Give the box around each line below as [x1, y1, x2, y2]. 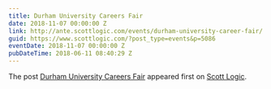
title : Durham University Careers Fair [8, 11, 144, 20]
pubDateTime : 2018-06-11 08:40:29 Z [8, 49, 132, 57]
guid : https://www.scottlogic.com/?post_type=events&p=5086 [8, 34, 217, 43]
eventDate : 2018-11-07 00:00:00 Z [8, 42, 126, 50]
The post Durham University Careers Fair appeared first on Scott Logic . [8, 72, 247, 81]
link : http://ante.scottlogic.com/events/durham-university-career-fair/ [8, 27, 264, 35]
